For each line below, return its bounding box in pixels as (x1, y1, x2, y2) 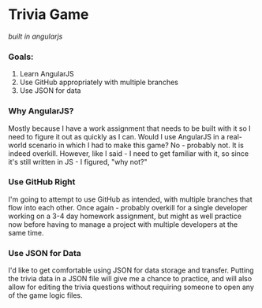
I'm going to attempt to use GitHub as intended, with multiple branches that (8, 195, 253, 204)
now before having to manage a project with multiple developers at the (8, 219, 238, 229)
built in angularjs (8, 32, 63, 41)
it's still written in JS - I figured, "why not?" (8, 157, 148, 166)
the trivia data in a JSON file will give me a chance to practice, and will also (8, 274, 253, 284)
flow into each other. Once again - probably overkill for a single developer (8, 202, 248, 212)
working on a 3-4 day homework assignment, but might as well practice (8, 211, 242, 221)
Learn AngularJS (19, 69, 75, 79)
